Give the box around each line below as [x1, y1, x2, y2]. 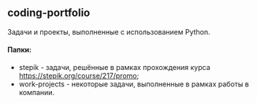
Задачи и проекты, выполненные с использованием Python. [7, 27, 210, 36]
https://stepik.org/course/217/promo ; [18, 71, 140, 81]
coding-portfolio [7, 6, 91, 20]
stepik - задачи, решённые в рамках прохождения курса [18, 63, 210, 72]
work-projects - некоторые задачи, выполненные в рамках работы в [18, 79, 249, 89]
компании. [18, 88, 55, 97]
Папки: [7, 45, 32, 54]
